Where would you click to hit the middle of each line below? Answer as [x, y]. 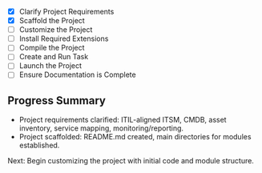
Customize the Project [56, 30]
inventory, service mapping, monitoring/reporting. [101, 128]
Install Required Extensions [64, 38]
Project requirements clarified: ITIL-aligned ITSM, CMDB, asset [123, 120]
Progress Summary [56, 101]
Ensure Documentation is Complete [78, 74]
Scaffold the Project [52, 21]
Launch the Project [50, 66]
